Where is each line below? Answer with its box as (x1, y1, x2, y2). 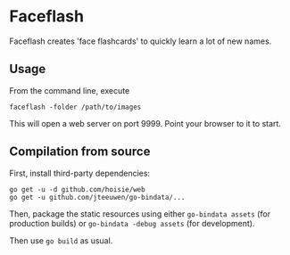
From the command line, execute (9, 85, 130, 95)
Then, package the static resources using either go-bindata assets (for (9, 208, 270, 219)
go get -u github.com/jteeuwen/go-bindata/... (9, 193, 186, 202)
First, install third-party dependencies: (9, 168, 150, 178)
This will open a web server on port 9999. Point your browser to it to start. (9, 118, 281, 128)
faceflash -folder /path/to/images (9, 103, 142, 111)
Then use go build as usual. (9, 234, 113, 246)
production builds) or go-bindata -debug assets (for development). (9, 218, 255, 228)
